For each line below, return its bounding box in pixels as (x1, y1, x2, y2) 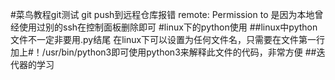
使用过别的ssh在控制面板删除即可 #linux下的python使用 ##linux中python (18, 21, 318, 33)
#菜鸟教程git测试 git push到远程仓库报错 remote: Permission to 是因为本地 (10, 9, 315, 20)
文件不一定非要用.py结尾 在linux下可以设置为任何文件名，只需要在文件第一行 (10, 34, 326, 45)
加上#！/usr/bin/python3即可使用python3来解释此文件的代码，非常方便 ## (10, 46, 317, 58)
